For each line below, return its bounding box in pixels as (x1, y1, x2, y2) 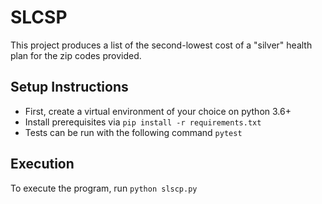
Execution (10, 156, 75, 173)
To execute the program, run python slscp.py (10, 182, 198, 194)
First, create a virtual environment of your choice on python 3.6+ (24, 105, 292, 117)
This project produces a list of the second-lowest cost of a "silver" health (10, 39, 313, 51)
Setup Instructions (10, 79, 129, 96)
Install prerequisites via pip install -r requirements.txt (24, 116, 262, 128)
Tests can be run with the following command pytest (24, 126, 243, 138)
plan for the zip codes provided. (10, 49, 142, 61)
